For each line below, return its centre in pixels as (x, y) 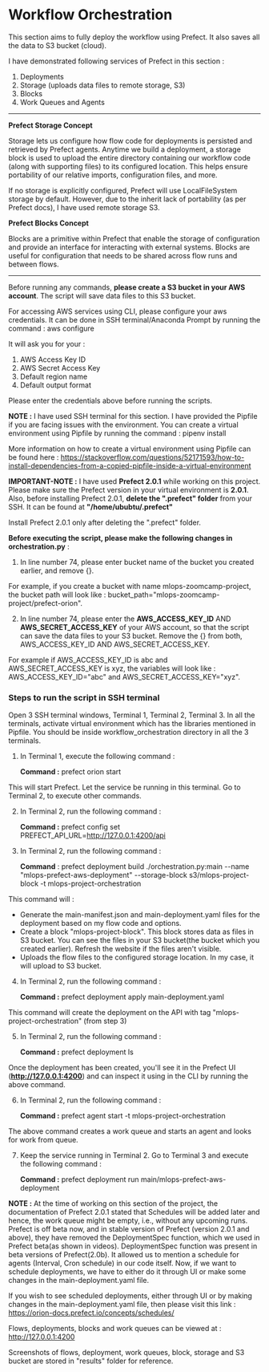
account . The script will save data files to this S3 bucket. (102, 295)
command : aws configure (51, 328)
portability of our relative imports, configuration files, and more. (113, 175)
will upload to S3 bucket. (60, 966)
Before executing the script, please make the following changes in (120, 538)
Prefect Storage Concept (51, 125)
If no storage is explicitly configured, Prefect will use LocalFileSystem (123, 190)
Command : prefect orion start (70, 772)
